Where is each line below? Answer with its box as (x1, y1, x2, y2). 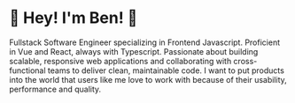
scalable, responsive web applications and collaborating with (9, 55, 232, 66)
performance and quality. (9, 84, 102, 94)
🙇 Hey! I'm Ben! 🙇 (9, 8, 138, 28)
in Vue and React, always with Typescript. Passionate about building (9, 46, 259, 56)
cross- (233, 55, 258, 66)
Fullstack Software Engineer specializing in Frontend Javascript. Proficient (9, 37, 281, 48)
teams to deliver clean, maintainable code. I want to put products (47, 65, 285, 76)
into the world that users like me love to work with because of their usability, (9, 74, 288, 85)
